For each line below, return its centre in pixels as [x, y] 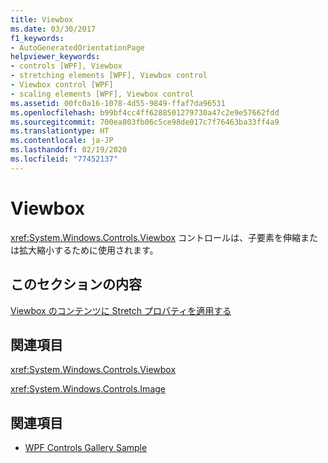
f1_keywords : [37, 38]
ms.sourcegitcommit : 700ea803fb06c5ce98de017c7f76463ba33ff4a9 [145, 122]
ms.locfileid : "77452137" [64, 159]
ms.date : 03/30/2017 [53, 29]
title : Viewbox [42, 19]
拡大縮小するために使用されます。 [88, 250]
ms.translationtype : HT [60, 131]
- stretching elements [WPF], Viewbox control [109, 76]
